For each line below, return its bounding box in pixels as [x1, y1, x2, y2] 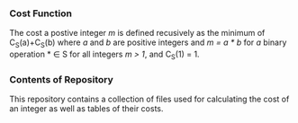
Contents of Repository [9, 73, 114, 85]
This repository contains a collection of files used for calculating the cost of [9, 93, 290, 105]
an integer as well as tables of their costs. [9, 103, 164, 114]
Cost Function [9, 7, 72, 20]
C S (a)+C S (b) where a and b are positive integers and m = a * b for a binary [9, 37, 287, 50]
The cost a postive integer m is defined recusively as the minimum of [9, 28, 266, 39]
